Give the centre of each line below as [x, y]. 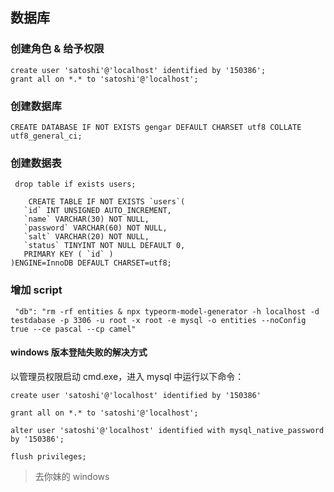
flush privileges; [48, 456]
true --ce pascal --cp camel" [73, 329]
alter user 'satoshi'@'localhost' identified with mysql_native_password [167, 430]
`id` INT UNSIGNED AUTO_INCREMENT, [97, 211]
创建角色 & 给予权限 [57, 49]
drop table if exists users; [75, 184]
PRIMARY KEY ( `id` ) [68, 254]
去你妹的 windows [72, 476]
